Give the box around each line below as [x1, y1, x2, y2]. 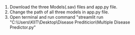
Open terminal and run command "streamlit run [9, 14, 104, 20]
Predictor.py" [9, 24, 36, 30]
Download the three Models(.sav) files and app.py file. [9, 4, 118, 10]
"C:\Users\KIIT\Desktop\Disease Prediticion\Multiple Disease [9, 19, 130, 25]
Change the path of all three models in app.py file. [9, 9, 109, 15]
